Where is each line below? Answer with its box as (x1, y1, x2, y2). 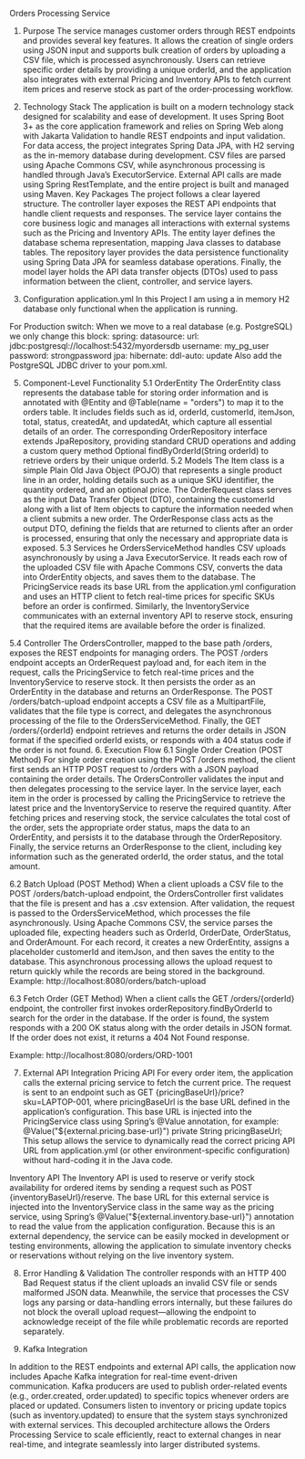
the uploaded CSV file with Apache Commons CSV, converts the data (22, 562, 283, 572)
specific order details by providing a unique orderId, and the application (22, 64, 292, 75)
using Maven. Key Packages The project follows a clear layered (22, 189, 261, 199)
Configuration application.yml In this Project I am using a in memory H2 (22, 294, 290, 304)
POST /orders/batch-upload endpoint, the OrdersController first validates (9, 888, 284, 898)
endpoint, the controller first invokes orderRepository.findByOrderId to (9, 1003, 273, 1013)
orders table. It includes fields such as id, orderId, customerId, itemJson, (22, 406, 296, 417)
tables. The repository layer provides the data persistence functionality (22, 247, 290, 257)
